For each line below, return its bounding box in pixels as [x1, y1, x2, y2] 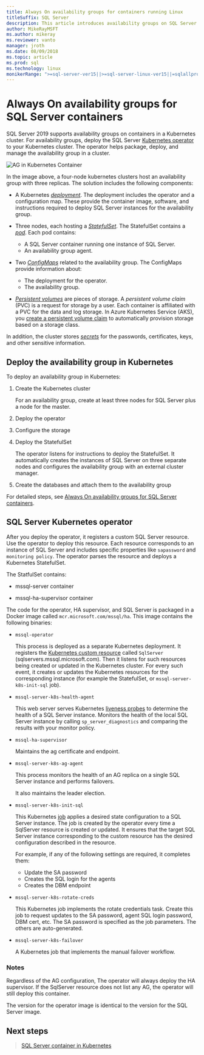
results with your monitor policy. [15, 724, 96, 731]
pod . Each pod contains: [15, 229, 76, 236]
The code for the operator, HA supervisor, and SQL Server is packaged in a [6, 606, 194, 613]
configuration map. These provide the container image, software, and [15, 198, 189, 205]
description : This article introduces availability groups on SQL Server [6, 20, 197, 26]
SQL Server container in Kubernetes [21, 1042, 112, 1049]
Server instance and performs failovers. [15, 777, 115, 785]
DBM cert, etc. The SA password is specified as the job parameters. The [15, 918, 196, 925]
